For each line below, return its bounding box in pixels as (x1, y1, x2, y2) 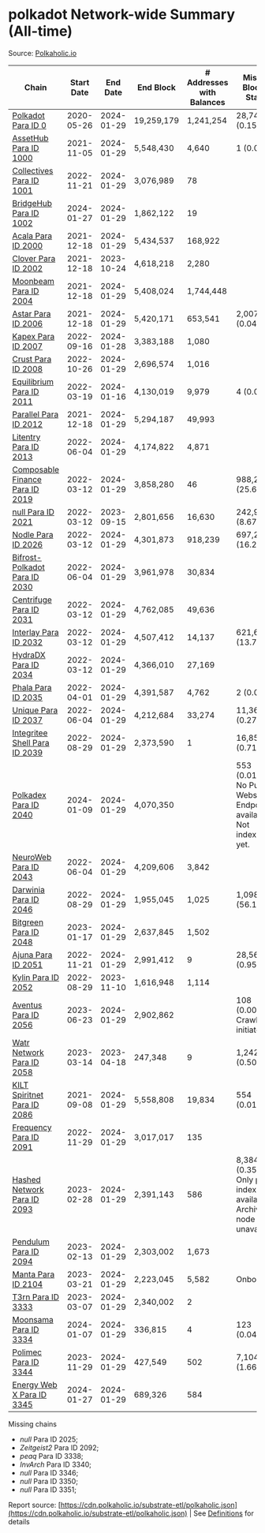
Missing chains (8, 1419, 58, 1429)
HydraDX (12, 649, 46, 660)
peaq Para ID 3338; (19, 1451, 84, 1460)
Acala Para (12, 230, 53, 241)
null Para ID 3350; (19, 1476, 79, 1486)
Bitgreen (12, 917, 44, 928)
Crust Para (12, 353, 52, 365)
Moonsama (12, 1314, 54, 1325)
